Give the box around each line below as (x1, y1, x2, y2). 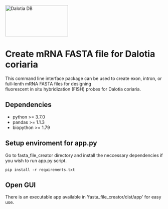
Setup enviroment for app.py (5, 139, 97, 147)
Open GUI (5, 180, 36, 189)
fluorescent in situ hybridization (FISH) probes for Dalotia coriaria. (5, 86, 141, 92)
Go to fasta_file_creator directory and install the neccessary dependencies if (5, 152, 163, 158)
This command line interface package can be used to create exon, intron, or (5, 75, 162, 81)
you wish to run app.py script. (5, 157, 67, 163)
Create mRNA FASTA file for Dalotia (5, 48, 155, 59)
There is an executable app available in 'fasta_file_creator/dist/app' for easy (5, 194, 161, 200)
